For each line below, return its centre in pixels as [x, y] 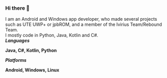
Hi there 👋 [18, 8]
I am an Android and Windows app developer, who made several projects [81, 19]
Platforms [16, 60]
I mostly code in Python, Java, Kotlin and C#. [52, 35]
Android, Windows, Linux [32, 70]
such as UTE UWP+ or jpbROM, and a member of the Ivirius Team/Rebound [84, 24]
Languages [17, 41]
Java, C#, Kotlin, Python [31, 51]
